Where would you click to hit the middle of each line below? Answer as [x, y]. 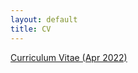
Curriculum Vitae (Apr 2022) [69, 57]
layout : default [44, 19]
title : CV [31, 29]
